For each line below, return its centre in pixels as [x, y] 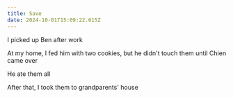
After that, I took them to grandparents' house [73, 87]
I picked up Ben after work [45, 39]
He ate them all [29, 74]
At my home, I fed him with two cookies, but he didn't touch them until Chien [117, 53]
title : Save [24, 13]
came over [23, 60]
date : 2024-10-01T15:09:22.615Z [54, 20]
